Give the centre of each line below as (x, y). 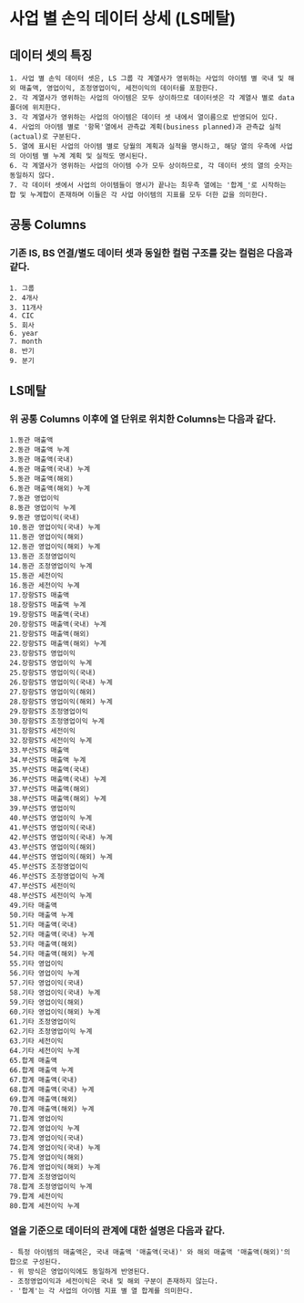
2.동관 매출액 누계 (40, 450)
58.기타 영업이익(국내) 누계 (55, 993)
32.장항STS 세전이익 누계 (51, 741)
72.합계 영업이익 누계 (45, 1129)
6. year (24, 333)
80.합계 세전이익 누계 (45, 1206)
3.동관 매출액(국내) (42, 460)
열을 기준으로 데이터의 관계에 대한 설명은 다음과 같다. (117, 1231)
